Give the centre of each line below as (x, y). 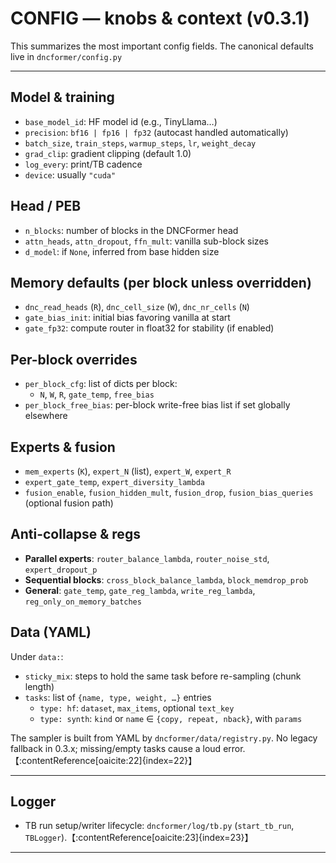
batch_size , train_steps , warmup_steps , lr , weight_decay (140, 143)
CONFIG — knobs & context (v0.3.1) (160, 18)
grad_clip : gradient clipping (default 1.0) (108, 153)
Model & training (62, 97)
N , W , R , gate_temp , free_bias (97, 394)
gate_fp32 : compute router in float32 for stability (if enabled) (149, 328)
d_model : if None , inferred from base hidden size (122, 251)
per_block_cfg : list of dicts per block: (101, 384)
